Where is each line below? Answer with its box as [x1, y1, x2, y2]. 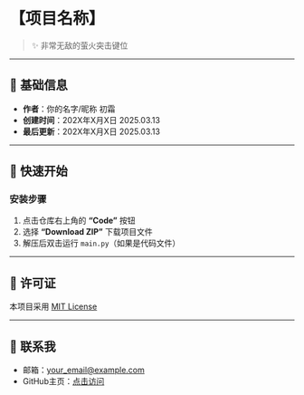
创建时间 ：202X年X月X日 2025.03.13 [22, 114, 161, 125]
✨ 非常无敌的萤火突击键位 [31, 40, 128, 51]
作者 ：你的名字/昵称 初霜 [22, 103, 116, 114]
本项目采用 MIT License [9, 301, 98, 313]
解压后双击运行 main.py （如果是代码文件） [22, 237, 181, 249]
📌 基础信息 [9, 78, 68, 93]
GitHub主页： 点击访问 [22, 376, 105, 387]
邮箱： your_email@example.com [22, 364, 145, 376]
